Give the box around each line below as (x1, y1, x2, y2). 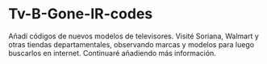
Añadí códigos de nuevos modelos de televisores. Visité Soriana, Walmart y (8, 31, 260, 41)
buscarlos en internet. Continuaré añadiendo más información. (8, 48, 216, 58)
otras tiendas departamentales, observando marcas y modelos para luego (8, 39, 255, 49)
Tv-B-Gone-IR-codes (8, 5, 153, 23)
